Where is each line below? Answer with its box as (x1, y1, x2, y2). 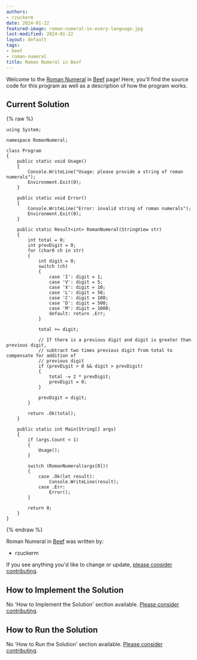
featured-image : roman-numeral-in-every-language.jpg (6, 25, 144, 32)
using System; (6, 127, 42, 133)
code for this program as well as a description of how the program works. (6, 82, 187, 89)
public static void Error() (17, 195, 87, 201)
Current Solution (6, 99, 70, 109)
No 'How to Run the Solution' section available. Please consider (6, 640, 163, 647)
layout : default (6, 37, 47, 43)
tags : (6, 43, 20, 49)
